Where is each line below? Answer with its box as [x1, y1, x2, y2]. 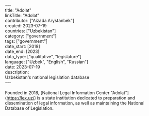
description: [5, 69, 29, 75]
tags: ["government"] [5, 38, 48, 44]
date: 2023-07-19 [5, 64, 40, 70]
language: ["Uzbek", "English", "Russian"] [5, 59, 88, 65]
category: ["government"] [5, 33, 57, 39]
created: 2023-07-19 [5, 23, 47, 29]
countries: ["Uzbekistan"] [5, 28, 56, 33]
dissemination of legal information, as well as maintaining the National [5, 100, 145, 106]
